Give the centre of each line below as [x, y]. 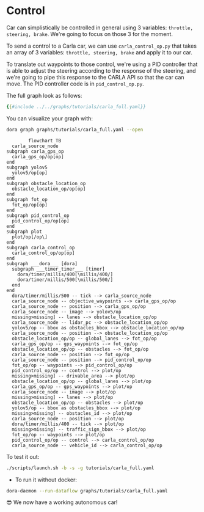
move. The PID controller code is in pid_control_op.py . [75, 84]
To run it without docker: [46, 480]
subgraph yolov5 [27, 167]
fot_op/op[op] [30, 205]
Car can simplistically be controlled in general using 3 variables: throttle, [100, 27]
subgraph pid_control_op [38, 215]
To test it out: [23, 456]
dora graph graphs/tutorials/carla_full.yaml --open [75, 130]
